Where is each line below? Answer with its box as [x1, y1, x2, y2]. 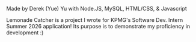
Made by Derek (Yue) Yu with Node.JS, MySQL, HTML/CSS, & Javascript [6, 5, 188, 12]
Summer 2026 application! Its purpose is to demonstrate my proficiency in [6, 23, 191, 30]
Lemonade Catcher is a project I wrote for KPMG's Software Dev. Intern [6, 17, 183, 23]
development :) [6, 29, 44, 36]
